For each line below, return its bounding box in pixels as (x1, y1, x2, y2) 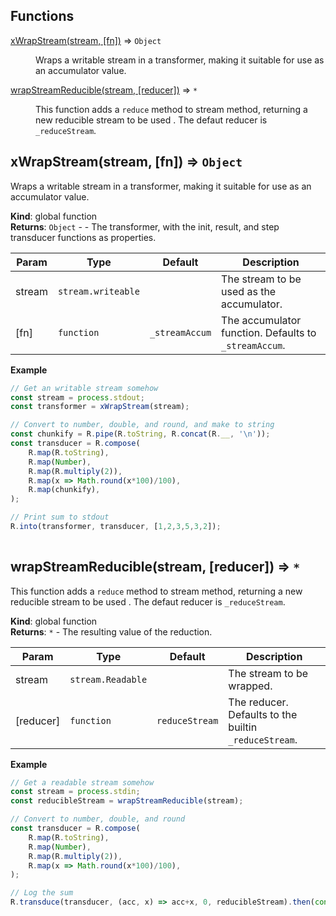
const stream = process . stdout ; (10, 392, 145, 403)
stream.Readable (69, 674, 148, 685)
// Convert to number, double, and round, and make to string (10, 420, 275, 430)
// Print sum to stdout (10, 512, 110, 523)
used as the (221, 284, 277, 298)
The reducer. (228, 695, 289, 709)
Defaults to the (228, 707, 298, 721)
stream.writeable (57, 285, 140, 297)
